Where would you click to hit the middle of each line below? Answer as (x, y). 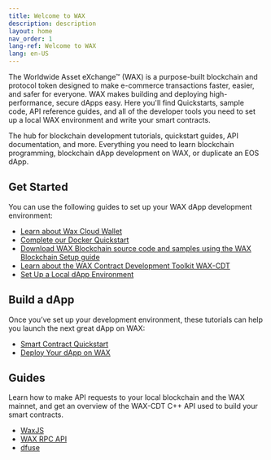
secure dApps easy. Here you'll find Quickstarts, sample (150, 103)
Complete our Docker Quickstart (74, 240)
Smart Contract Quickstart (64, 344)
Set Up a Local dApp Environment (77, 274)
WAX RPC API (44, 439)
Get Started (38, 187)
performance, (31, 103)
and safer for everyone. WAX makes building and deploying (108, 94)
